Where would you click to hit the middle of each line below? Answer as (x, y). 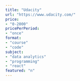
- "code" (14, 47)
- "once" (14, 33)
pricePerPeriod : (22, 29)
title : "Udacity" (24, 10)
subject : (14, 52)
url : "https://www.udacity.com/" (41, 15)
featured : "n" (20, 71)
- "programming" (22, 61)
